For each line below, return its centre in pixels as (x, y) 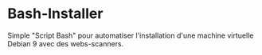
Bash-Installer (55, 14)
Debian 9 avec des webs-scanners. (66, 43)
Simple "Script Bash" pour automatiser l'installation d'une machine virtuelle (131, 35)
